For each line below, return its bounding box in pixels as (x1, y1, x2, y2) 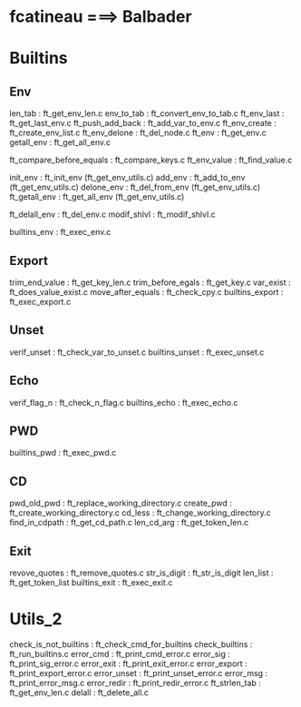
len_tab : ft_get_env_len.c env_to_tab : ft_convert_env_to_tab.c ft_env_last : (9, 108, 285, 119)
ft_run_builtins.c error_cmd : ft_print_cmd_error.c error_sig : (9, 649, 231, 659)
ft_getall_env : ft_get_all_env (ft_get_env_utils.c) (9, 191, 185, 202)
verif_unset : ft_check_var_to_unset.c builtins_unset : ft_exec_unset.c (9, 347, 265, 358)
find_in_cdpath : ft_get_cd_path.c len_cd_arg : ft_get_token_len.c (9, 517, 249, 528)
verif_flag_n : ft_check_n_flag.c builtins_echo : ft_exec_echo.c (9, 397, 238, 408)
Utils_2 (9, 609, 63, 630)
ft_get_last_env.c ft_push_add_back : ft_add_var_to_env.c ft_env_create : (9, 118, 277, 129)
